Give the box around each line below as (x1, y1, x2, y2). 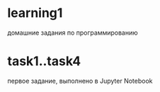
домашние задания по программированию (7, 28, 138, 37)
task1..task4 (7, 53, 81, 69)
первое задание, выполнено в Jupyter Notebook (7, 76, 154, 85)
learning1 (7, 5, 63, 21)
